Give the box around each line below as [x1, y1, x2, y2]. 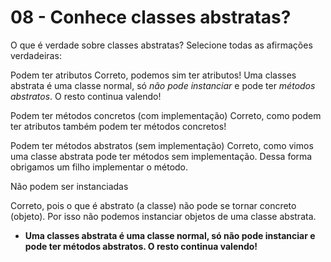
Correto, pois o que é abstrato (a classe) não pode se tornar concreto [10, 199, 297, 211]
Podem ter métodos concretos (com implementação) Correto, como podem [10, 109, 322, 121]
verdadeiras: [10, 49, 62, 61]
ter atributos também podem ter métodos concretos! [10, 120, 227, 132]
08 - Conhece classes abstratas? [10, 6, 292, 29]
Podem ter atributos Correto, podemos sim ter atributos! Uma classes [10, 69, 297, 81]
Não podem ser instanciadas [10, 180, 129, 192]
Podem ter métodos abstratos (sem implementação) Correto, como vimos [10, 139, 314, 151]
